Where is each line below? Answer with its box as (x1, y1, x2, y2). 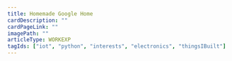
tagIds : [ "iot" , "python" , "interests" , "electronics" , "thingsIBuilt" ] (7, 43, 226, 50)
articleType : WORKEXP (7, 36, 71, 43)
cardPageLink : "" (7, 23, 59, 30)
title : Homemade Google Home (7, 10, 93, 18)
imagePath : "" (7, 29, 50, 37)
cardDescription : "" (7, 17, 69, 24)
